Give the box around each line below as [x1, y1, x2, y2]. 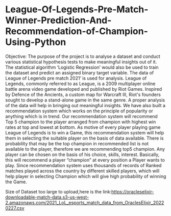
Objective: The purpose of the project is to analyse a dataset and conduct [5, 53, 161, 60]
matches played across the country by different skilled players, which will [5, 168, 160, 174]
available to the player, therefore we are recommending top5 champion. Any [5, 146, 165, 152]
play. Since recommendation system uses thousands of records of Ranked [5, 162, 162, 168]
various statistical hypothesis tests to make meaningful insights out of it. [5, 58, 157, 65]
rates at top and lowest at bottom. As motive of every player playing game [5, 124, 161, 130]
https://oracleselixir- [111, 188, 154, 194]
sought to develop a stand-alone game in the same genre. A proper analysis [5, 96, 165, 103]
